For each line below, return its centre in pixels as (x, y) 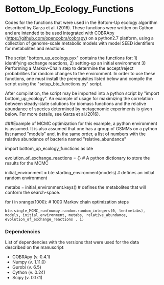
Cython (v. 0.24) (29, 272)
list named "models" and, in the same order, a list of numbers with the (75, 134)
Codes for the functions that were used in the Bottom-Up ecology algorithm (81, 22)
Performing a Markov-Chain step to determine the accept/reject (69, 68)
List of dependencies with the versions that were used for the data (72, 242)
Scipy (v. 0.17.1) (27, 278)
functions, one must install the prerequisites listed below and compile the (79, 79)
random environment (26, 178)
